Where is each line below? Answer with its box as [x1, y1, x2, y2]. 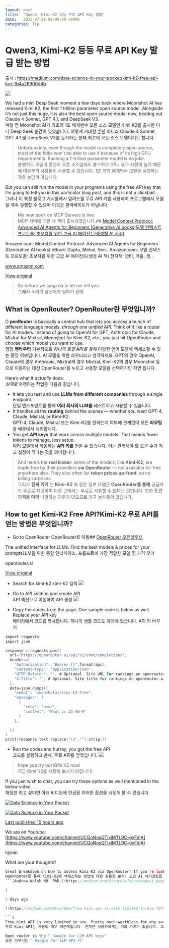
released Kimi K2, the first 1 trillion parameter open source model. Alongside [5, 106, 163, 112]
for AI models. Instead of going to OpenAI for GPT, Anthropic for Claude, [5, 329, 155, 335]
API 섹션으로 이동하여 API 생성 [12, 596, 73, 602]
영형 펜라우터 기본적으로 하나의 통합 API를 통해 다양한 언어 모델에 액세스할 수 [5, 346, 156, 352]
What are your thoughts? [5, 859, 57, 866]
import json [5, 639, 30, 644]
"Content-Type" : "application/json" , [14, 667, 94, 672]
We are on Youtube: [5, 829, 46, 835]
